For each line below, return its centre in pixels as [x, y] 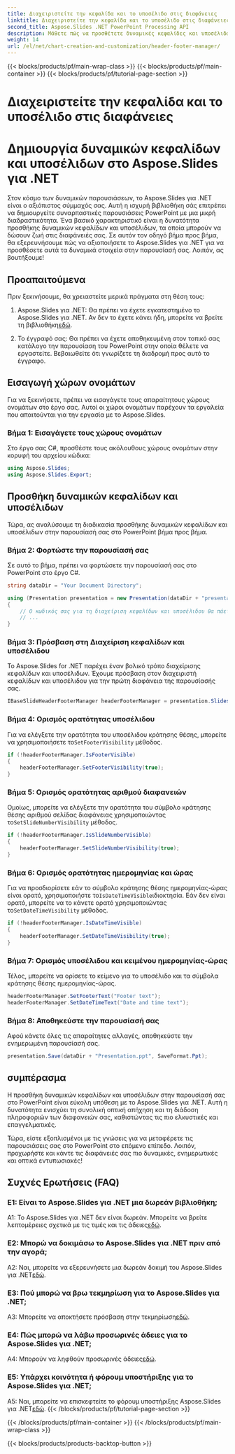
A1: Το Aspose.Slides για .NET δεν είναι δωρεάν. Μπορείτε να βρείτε [107, 1218]
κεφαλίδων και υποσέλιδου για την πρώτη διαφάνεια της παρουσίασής [111, 681]
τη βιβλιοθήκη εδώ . [45, 325]
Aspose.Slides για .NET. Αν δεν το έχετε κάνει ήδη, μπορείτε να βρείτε [120, 317]
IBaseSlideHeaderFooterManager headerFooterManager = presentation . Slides [119, 701]
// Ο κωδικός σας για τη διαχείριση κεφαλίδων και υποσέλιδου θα [117, 611]
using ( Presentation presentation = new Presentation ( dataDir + [103, 598]
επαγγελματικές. [32, 1124]
